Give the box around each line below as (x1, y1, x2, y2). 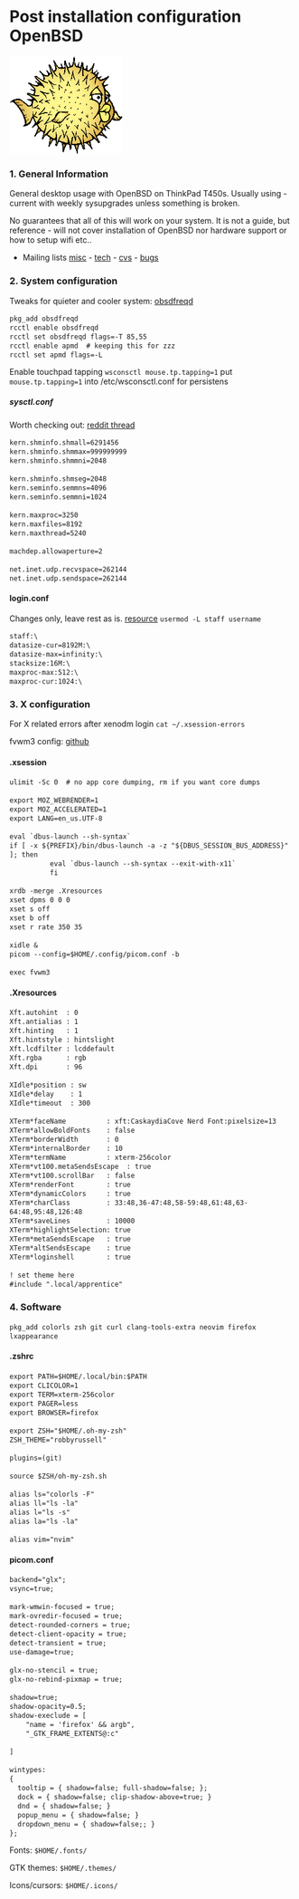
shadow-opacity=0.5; (9, 1702, 88, 1712)
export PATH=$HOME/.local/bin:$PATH (9, 1372, 147, 1381)
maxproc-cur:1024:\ (9, 676, 83, 686)
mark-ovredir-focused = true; (9, 1612, 124, 1621)
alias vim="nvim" (9, 1535, 75, 1544)
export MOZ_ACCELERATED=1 (9, 805, 107, 814)
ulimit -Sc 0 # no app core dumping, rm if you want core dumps (9, 778, 260, 787)
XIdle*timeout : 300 (9, 1098, 91, 1108)
